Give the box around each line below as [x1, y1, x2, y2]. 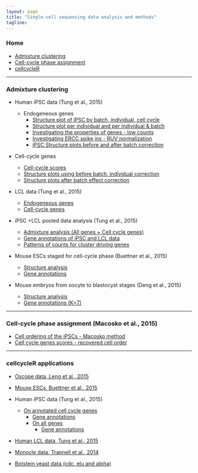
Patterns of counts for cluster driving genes [23, 241, 130, 248]
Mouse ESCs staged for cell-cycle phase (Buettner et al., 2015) [14, 252, 168, 259]
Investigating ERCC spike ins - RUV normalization [32, 135, 152, 142]
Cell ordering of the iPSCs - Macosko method [14, 333, 126, 340]
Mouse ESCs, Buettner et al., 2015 [14, 384, 98, 391]
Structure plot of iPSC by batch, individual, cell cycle [32, 116, 160, 123]
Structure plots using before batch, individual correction [23, 170, 160, 177]
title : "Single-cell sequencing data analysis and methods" [6, 14, 157, 20]
